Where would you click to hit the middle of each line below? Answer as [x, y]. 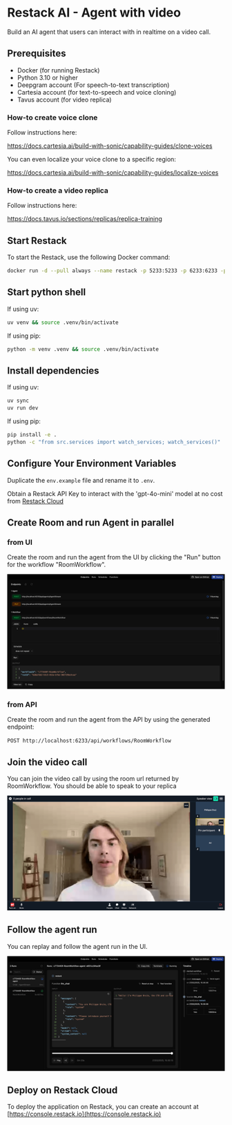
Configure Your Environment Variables [92, 464]
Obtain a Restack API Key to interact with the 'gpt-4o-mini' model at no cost [115, 493]
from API [22, 704]
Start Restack [37, 241]
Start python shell [47, 292]
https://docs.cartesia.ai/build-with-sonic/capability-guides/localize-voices [113, 173]
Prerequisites [37, 54]
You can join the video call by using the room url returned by [93, 779]
